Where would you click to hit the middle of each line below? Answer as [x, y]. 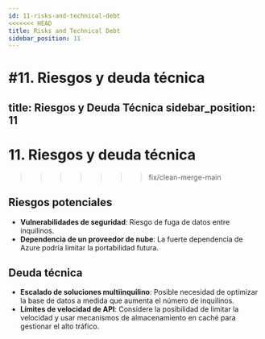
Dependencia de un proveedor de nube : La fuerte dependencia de [131, 239]
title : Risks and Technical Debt [64, 31]
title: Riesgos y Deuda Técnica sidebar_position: [132, 107]
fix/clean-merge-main [185, 177]
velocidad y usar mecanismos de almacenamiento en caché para [128, 318]
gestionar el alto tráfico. [60, 326]
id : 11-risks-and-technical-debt [64, 16]
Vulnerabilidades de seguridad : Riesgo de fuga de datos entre [125, 221]
